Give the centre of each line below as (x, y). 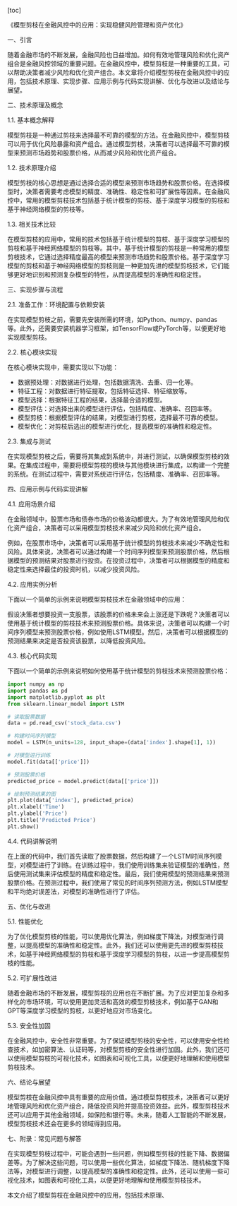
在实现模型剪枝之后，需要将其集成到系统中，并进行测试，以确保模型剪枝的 (115, 456)
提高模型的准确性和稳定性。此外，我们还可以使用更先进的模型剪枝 (121, 945)
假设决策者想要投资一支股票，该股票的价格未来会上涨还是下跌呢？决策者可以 (119, 614)
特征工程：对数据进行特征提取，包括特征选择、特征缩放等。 (104, 391)
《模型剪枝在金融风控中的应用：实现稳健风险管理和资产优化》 (97, 25)
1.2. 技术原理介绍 (32, 168)
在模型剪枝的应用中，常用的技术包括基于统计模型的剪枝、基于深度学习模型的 (119, 239)
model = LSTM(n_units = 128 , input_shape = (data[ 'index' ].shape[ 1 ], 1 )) (112, 743)
